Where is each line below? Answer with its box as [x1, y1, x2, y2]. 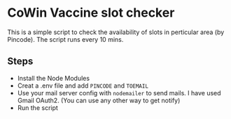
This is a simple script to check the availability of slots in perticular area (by [7, 28, 225, 36]
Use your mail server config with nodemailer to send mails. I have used [17, 88, 222, 97]
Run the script [17, 103, 58, 112]
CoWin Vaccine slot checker [7, 5, 175, 21]
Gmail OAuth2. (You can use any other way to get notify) [17, 96, 181, 104]
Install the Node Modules [17, 74, 90, 82]
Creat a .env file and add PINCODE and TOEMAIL [17, 81, 149, 90]
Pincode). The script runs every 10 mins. [7, 35, 124, 43]
